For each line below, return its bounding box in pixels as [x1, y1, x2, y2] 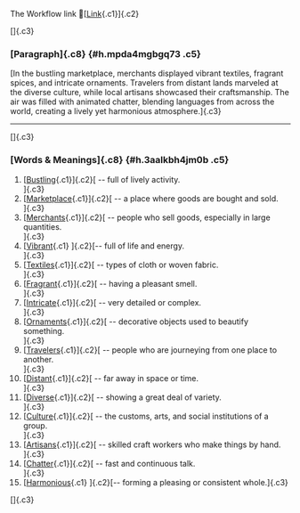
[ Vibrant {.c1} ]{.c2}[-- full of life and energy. [22, 240, 185, 251]
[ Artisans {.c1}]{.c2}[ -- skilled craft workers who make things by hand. [22, 439, 281, 450]
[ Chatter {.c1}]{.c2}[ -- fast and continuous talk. [22, 458, 196, 468]
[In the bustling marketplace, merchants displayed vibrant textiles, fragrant [10, 68, 284, 79]
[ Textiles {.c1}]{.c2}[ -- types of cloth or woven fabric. [22, 259, 219, 270]
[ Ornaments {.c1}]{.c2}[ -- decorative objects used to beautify [22, 316, 248, 327]
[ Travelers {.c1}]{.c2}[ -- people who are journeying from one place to [22, 344, 278, 355]
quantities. [22, 221, 62, 232]
